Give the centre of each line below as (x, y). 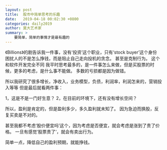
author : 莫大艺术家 (23, 28)
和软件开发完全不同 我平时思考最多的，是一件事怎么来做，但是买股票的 (78, 65)
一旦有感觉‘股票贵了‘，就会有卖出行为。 (55, 132)
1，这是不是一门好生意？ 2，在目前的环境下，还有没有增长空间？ (71, 98)
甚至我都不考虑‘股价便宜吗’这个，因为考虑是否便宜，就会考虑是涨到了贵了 (80, 125)
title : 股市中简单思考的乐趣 (33, 14)
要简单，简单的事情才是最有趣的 (42, 38)
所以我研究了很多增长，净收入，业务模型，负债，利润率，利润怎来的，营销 (81, 81)
